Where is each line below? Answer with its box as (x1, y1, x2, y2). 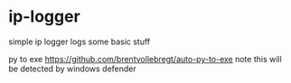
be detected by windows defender (8, 63, 136, 74)
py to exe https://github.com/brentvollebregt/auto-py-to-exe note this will (8, 53, 282, 64)
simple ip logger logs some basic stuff (8, 36, 151, 47)
